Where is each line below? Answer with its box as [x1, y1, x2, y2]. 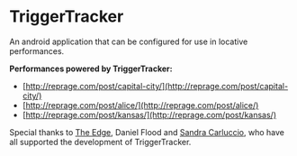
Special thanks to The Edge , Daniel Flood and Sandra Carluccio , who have [9, 126, 285, 137]
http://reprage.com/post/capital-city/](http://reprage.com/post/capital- [25, 80, 289, 91]
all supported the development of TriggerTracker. [9, 136, 192, 147]
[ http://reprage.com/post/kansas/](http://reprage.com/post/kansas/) [22, 109, 277, 120]
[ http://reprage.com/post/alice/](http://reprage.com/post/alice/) [22, 99, 259, 110]
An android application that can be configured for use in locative [9, 36, 248, 47]
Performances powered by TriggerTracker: [9, 63, 173, 74]
